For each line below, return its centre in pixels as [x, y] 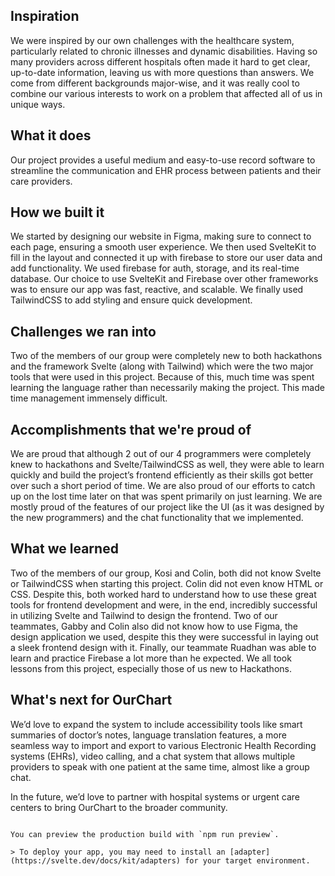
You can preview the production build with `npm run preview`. [145, 834]
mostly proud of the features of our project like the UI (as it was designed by [167, 507]
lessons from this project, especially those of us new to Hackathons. [151, 668]
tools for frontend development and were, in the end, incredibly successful [164, 605]
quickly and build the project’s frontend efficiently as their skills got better [162, 475]
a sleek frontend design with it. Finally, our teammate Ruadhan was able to [163, 647]
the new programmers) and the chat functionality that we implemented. [157, 518]
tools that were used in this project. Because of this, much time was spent [162, 377]
